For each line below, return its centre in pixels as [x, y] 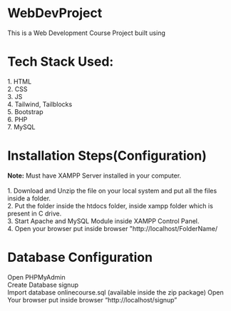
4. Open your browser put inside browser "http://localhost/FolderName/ [113, 228]
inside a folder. [29, 198]
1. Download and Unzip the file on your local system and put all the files [112, 190]
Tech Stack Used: [61, 62]
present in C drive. [35, 213]
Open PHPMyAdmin [36, 277]
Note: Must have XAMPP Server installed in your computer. [94, 175]
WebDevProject [55, 13]
